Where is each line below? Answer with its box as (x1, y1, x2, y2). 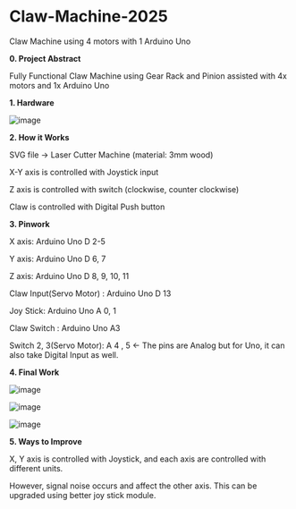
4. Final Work (9, 367, 60, 378)
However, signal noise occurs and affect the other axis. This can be (9, 480, 258, 491)
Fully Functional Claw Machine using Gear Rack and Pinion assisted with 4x (9, 70, 288, 81)
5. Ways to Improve (9, 436, 82, 446)
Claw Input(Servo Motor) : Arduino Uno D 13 (9, 288, 172, 299)
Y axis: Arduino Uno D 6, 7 (9, 253, 106, 264)
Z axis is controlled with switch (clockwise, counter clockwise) (9, 183, 240, 194)
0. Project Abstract (9, 53, 81, 64)
